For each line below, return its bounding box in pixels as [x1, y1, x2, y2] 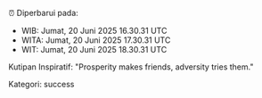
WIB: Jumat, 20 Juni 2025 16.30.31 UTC [20, 26, 168, 36]
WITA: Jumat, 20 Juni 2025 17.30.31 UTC [20, 35, 171, 45]
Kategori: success [8, 79, 75, 89]
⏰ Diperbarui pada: [8, 8, 79, 18]
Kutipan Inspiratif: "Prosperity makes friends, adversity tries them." [8, 61, 254, 72]
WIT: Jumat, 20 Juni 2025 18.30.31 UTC [20, 45, 168, 54]
